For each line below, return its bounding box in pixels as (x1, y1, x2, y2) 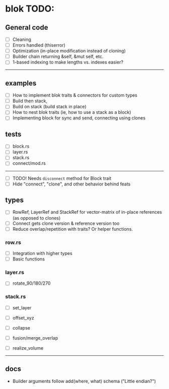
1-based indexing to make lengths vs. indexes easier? (12, 59, 124, 66)
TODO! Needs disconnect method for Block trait (12, 175, 112, 181)
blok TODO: (5, 3, 54, 15)
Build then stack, (12, 98, 48, 104)
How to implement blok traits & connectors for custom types (12, 92, 137, 98)
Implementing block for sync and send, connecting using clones (12, 115, 146, 121)
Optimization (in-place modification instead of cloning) (12, 48, 126, 54)
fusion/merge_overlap (12, 335, 58, 341)
